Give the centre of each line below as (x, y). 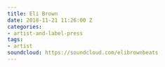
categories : (25, 27)
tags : (15, 40)
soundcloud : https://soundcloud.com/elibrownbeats (83, 53)
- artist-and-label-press (45, 33)
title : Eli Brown (33, 14)
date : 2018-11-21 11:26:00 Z (50, 20)
